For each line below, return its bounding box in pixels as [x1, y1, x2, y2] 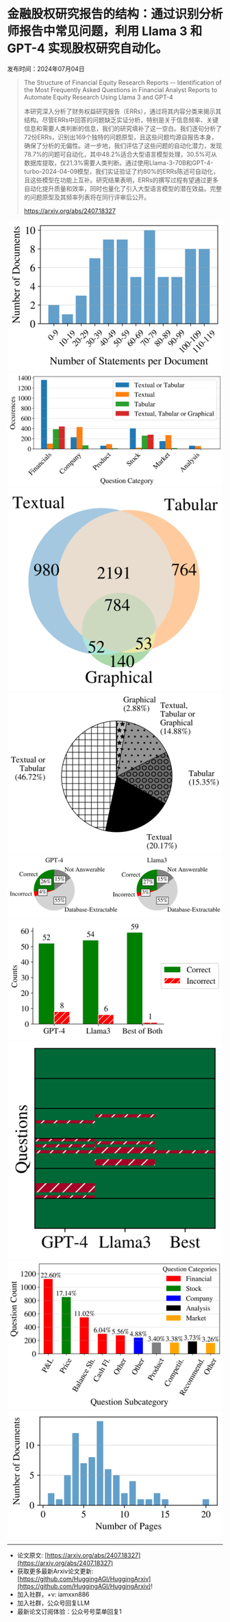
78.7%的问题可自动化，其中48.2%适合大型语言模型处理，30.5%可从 [23, 150, 218, 158]
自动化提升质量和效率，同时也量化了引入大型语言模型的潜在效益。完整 [23, 184, 222, 192]
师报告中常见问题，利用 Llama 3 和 [7, 23, 203, 39]
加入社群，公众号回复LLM [16, 1599, 90, 1608]
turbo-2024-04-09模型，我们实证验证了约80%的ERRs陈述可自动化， [23, 167, 220, 175]
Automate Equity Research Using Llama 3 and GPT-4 [23, 93, 173, 101]
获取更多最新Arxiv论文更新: [16, 1567, 94, 1575]
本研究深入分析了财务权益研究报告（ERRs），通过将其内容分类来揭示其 [23, 107, 222, 115]
